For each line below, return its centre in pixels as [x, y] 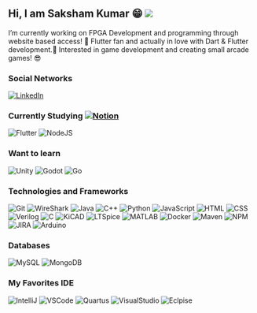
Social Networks [40, 78]
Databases [29, 245]
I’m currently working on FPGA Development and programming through [123, 32]
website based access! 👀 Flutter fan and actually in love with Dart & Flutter [128, 41]
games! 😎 [25, 58]
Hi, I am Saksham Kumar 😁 [75, 14]
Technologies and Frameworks [68, 191]
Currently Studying [46, 116]
